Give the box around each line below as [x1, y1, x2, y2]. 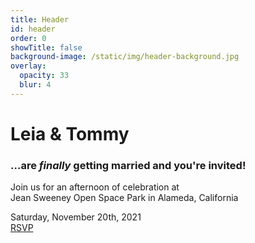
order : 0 [10, 33, 47, 43]
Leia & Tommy [10, 122, 130, 145]
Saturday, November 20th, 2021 [10, 211, 142, 223]
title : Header [10, 14, 70, 25]
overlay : [10, 61, 47, 71]
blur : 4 [19, 80, 52, 90]
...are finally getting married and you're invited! [10, 158, 247, 172]
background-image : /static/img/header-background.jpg [10, 52, 240, 62]
